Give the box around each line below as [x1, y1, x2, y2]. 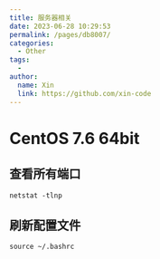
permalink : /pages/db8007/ [9, 30, 111, 39]
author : [9, 72, 39, 82]
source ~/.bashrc [9, 242, 75, 252]
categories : [9, 38, 54, 48]
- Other [17, 47, 47, 56]
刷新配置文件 [9, 217, 81, 233]
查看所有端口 [9, 167, 81, 182]
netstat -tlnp [9, 191, 63, 200]
